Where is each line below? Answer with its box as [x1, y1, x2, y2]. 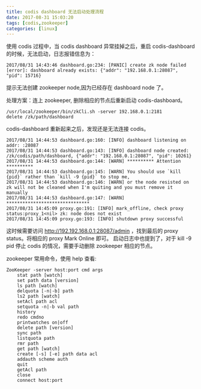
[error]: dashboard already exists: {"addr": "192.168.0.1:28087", [6, 67, 179, 74]
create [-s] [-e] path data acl [17, 351, 98, 357]
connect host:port [17, 378, 63, 384]
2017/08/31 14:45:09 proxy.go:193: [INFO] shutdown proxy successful [6, 216, 184, 222]
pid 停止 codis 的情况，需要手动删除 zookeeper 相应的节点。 [6, 243, 156, 250]
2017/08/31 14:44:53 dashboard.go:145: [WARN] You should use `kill [6, 169, 181, 175]
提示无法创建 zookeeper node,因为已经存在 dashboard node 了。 [6, 84, 167, 91]
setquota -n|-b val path [17, 304, 79, 310]
